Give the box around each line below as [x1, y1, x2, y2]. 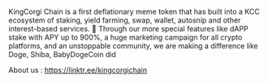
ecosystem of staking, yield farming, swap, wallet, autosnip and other [8, 15, 241, 25]
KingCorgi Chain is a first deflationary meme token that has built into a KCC [8, 7, 260, 16]
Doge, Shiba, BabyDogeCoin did [8, 50, 116, 59]
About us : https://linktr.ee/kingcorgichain [8, 65, 148, 75]
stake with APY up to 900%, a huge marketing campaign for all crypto [8, 32, 243, 42]
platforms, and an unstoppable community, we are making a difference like [8, 41, 258, 51]
